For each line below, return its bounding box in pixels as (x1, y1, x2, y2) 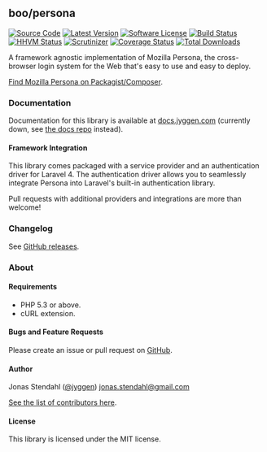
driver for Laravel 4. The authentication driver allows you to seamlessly (8, 170, 247, 180)
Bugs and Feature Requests (8, 327, 104, 337)
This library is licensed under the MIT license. (8, 434, 161, 444)
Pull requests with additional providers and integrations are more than (8, 194, 242, 204)
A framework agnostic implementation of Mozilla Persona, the (8, 52, 216, 62)
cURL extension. (20, 308, 76, 318)
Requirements (8, 282, 58, 292)
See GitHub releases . (8, 241, 80, 251)
